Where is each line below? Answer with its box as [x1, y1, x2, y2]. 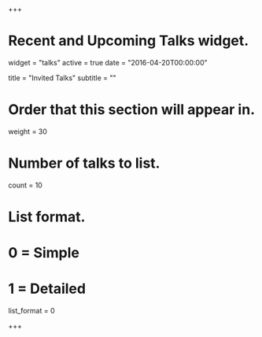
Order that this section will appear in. [8, 101, 256, 119]
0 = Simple [8, 244, 80, 262]
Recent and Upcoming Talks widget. [8, 32, 249, 50]
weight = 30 [8, 127, 47, 136]
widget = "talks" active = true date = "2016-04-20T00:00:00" [8, 57, 208, 67]
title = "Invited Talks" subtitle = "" [8, 72, 116, 83]
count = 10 [8, 180, 43, 190]
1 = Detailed [8, 280, 87, 298]
